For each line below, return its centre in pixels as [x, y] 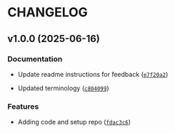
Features [23, 106]
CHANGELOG [47, 12]
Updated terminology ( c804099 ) [63, 88]
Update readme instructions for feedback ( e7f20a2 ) [93, 74]
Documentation [35, 59]
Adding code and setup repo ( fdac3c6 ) [74, 122]
